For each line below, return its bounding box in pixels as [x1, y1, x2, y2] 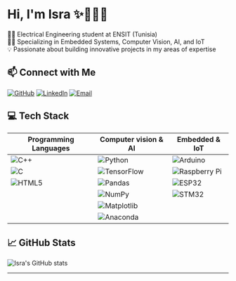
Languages [32, 143, 70, 153]
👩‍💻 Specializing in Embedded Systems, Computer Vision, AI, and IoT [7, 37, 205, 46]
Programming [27, 134, 74, 144]
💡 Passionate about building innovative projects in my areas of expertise [7, 45, 216, 53]
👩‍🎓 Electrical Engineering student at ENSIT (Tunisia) [7, 30, 158, 38]
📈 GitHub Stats [7, 237, 76, 249]
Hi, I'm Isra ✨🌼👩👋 [7, 6, 108, 22]
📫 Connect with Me [7, 67, 96, 79]
